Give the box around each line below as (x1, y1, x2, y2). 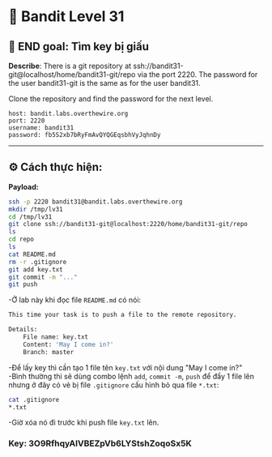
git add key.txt (8, 265, 63, 274)
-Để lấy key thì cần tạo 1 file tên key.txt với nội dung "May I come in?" (8, 362, 243, 372)
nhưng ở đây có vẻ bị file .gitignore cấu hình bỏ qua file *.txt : (8, 380, 219, 390)
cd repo (8, 235, 35, 244)
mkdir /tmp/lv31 (8, 205, 63, 213)
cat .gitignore (8, 395, 60, 404)
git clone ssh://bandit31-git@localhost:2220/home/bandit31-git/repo (8, 220, 249, 228)
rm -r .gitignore (8, 258, 67, 266)
